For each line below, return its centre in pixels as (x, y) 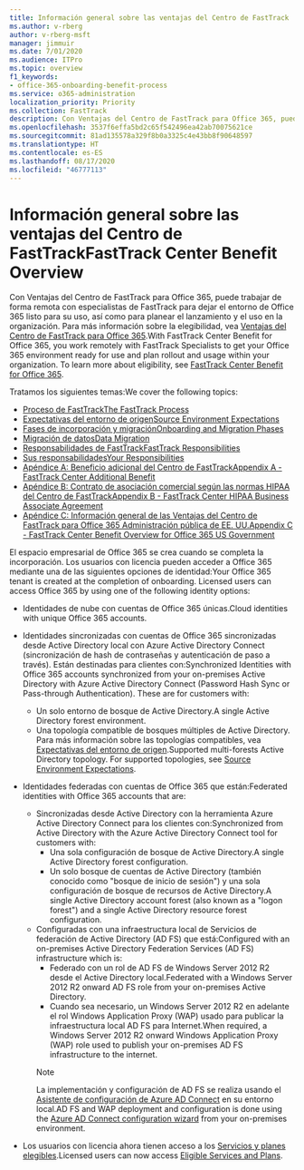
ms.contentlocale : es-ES (56, 152)
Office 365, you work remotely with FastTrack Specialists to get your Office (149, 346)
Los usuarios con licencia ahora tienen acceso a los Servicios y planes (154, 1146)
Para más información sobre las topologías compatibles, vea (148, 740)
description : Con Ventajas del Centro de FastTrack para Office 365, (143, 119)
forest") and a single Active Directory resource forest (148, 910)
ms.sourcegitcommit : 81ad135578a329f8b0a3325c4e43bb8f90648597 (131, 136)
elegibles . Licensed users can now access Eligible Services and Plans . (152, 1155)
